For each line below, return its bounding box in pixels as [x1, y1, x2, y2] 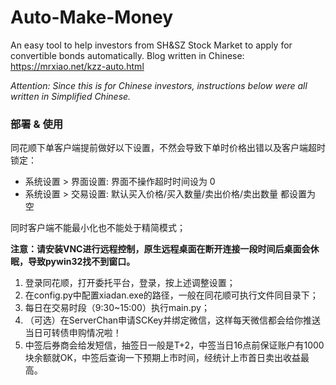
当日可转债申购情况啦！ [24, 327, 122, 339]
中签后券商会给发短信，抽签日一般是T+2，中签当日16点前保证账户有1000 [24, 339, 325, 351]
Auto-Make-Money [10, 6, 174, 29]
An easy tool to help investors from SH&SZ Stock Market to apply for [10, 39, 293, 51]
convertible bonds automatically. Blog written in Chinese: [10, 49, 245, 61]
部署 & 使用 [10, 117, 64, 131]
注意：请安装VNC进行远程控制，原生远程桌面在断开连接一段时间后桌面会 [10, 243, 311, 255]
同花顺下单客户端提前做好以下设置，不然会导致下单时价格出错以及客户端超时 [10, 142, 326, 154]
